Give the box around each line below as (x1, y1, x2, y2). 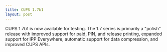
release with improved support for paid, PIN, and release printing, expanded (5, 31, 162, 37)
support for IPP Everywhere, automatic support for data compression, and (5, 36, 158, 42)
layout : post (5, 12, 33, 17)
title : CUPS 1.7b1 (5, 7, 44, 12)
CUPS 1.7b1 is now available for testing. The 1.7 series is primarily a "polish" (5, 25, 161, 31)
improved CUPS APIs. (5, 41, 50, 47)
